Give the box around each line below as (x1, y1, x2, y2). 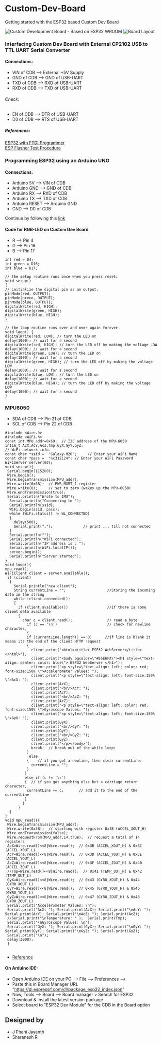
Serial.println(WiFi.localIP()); (9, 545, 77, 550)
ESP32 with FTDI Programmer (5, 140, 65, 146)
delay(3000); (7, 937, 34, 942)
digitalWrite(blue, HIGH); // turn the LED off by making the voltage (5, 381, 151, 385)
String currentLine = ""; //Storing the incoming (14, 587, 155, 593)
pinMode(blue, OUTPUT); (5, 300, 53, 305)
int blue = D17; (5, 266, 38, 271)
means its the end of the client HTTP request (5, 639, 101, 644)
